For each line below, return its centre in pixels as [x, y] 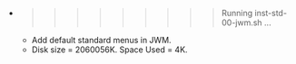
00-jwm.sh [242, 23]
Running [237, 13]
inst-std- [271, 13]
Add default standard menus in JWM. [101, 40]
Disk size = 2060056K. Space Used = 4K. [109, 50]
